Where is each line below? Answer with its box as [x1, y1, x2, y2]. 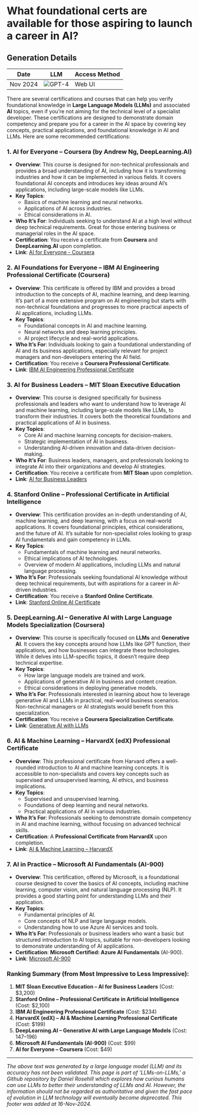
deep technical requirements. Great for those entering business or [15, 224, 177, 231]
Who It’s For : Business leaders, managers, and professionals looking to [15, 456, 189, 464]
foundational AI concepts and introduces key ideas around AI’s [15, 180, 168, 187]
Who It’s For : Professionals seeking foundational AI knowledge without [15, 574, 188, 581]
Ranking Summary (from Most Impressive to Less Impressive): [6, 970, 190, 978]
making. [24, 450, 44, 457]
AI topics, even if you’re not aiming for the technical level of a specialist [6, 108, 181, 114]
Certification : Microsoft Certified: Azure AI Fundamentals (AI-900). [15, 949, 184, 956]
